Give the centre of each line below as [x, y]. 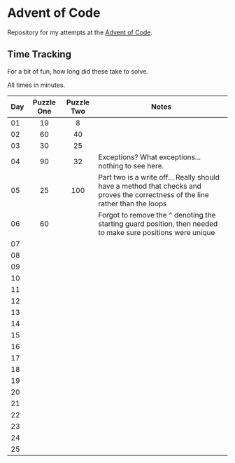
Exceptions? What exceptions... [150, 157]
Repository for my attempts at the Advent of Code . [80, 32]
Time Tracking [40, 54]
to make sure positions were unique [157, 232]
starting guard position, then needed [158, 224]
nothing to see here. [131, 166]
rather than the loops [133, 203]
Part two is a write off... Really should [159, 177]
